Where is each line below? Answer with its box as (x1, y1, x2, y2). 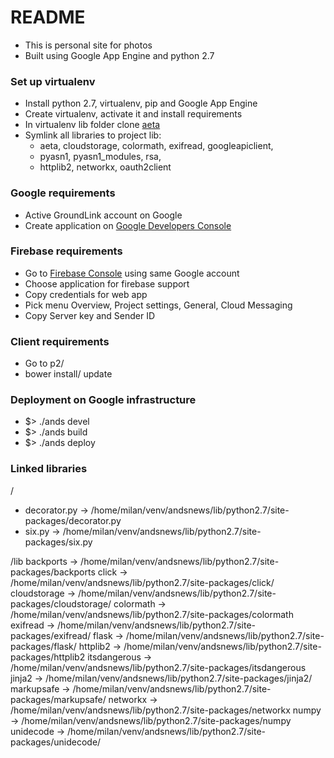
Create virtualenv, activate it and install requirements (24, 108, 243, 120)
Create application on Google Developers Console (24, 219, 232, 231)
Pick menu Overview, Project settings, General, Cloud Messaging (24, 299, 293, 311)
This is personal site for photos (24, 39, 153, 51)
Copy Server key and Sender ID (24, 309, 156, 321)
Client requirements (10, 334, 110, 348)
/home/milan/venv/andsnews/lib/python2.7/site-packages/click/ (10, 576, 275, 588)
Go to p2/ (24, 357, 65, 370)
